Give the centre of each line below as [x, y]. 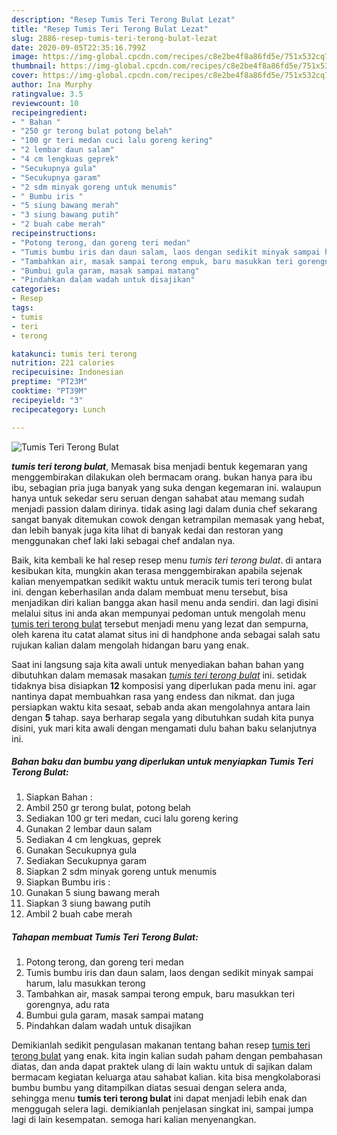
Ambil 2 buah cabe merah [79, 914]
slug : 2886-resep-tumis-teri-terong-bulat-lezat [114, 38]
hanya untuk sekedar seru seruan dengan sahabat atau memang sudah [158, 498]
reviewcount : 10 [45, 103]
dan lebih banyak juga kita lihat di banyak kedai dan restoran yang [147, 530]
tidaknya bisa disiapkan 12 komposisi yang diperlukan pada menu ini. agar [164, 685]
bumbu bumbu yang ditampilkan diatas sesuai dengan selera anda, [149, 1088]
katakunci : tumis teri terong [74, 354]
